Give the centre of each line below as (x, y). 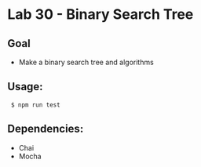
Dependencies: (46, 129)
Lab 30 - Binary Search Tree (100, 15)
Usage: (26, 87)
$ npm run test (35, 105)
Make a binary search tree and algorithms (86, 62)
